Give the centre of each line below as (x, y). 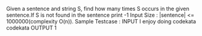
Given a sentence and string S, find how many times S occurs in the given (98, 9)
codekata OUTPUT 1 (32, 28)
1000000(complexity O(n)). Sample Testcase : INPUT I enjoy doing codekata (101, 21)
